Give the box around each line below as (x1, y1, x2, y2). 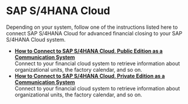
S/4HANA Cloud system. (6, 36, 66, 43)
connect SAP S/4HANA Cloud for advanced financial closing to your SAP (6, 29, 183, 36)
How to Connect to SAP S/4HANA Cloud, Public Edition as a (14, 47, 163, 54)
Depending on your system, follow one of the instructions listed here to (6, 24, 178, 31)
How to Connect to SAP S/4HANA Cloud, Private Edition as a (14, 72, 165, 79)
